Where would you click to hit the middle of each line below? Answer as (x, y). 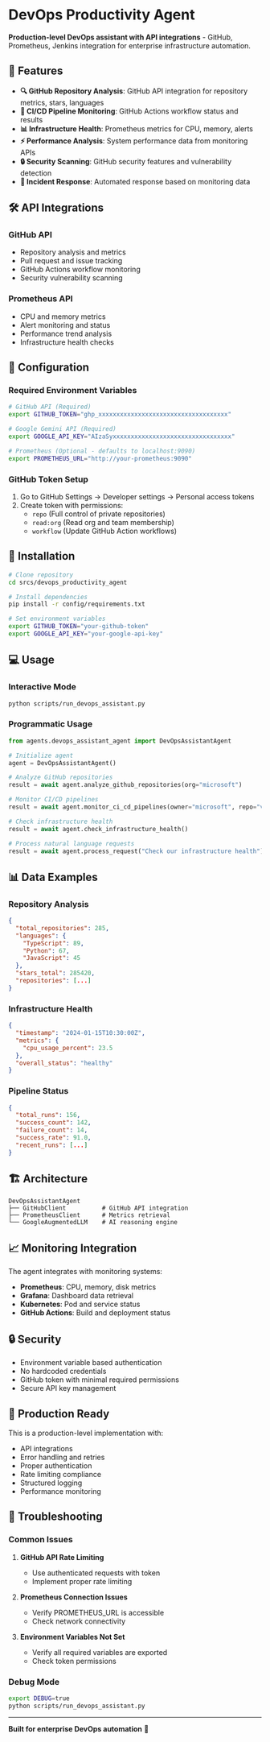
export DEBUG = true (39, 1698)
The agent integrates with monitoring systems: (86, 1272)
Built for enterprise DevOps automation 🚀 (79, 1728)
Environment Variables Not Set (72, 1636)
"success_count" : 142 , (53, 1123)
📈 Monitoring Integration (73, 1248)
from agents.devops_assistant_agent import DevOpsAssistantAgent (120, 741)
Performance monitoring (61, 1491)
